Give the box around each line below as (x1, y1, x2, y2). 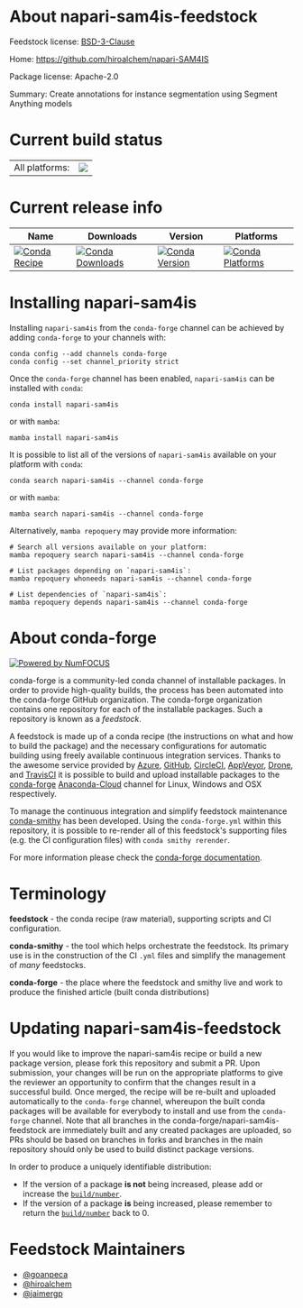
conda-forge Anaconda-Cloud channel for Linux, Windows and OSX (9, 778, 262, 790)
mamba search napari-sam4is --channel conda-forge (9, 509, 204, 518)
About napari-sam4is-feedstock (9, 6, 259, 27)
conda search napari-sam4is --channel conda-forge (9, 476, 204, 485)
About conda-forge (9, 627, 157, 648)
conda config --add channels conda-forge (9, 349, 168, 358)
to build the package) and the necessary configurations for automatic (9, 740, 268, 751)
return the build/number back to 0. (22, 1207, 150, 1218)
